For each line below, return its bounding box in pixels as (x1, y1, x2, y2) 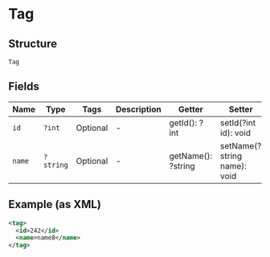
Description (115, 104, 162, 115)
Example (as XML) (8, 198, 102, 211)
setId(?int (219, 117, 256, 128)
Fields (8, 80, 40, 93)
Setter (228, 104, 253, 115)
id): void (219, 127, 252, 138)
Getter (178, 104, 203, 115)
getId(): (169, 117, 198, 128)
